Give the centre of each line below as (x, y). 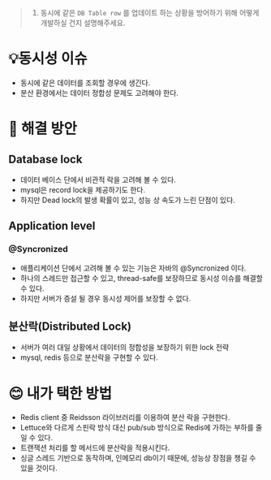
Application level (52, 226)
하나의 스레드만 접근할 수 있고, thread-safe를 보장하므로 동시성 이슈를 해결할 (142, 278)
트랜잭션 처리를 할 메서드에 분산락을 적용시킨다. (95, 448)
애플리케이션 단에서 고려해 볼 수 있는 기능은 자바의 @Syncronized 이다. (133, 268)
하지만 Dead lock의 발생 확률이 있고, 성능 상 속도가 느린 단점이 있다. (127, 200)
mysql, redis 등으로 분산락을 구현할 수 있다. (89, 357)
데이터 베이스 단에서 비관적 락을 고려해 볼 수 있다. (98, 179)
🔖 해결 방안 (43, 129)
